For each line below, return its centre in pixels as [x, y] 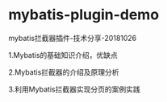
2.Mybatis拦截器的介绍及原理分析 [64, 72]
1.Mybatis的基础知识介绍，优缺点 [63, 55]
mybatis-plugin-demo [84, 15]
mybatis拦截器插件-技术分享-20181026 [73, 38]
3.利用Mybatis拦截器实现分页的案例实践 [74, 89]
